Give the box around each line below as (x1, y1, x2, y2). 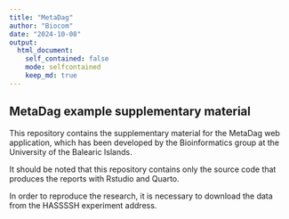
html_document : (17, 46, 74, 55)
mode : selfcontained (25, 63, 101, 72)
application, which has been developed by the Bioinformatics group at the (9, 137, 280, 148)
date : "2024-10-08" (9, 29, 82, 38)
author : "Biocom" (9, 21, 74, 30)
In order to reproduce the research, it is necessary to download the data (9, 191, 273, 201)
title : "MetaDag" (9, 12, 74, 22)
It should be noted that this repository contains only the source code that (9, 164, 277, 174)
